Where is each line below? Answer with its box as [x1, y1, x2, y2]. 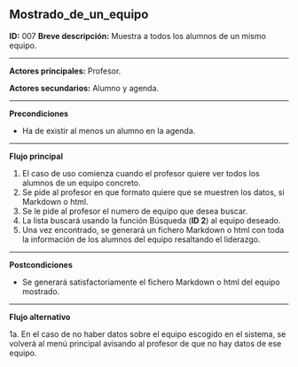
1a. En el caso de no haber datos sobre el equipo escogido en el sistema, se [9, 328, 286, 340]
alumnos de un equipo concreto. [21, 177, 141, 188]
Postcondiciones [9, 259, 74, 269]
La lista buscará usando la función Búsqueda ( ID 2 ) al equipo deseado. [21, 215, 281, 225]
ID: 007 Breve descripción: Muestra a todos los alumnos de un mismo [9, 30, 266, 41]
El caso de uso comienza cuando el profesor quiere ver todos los [21, 168, 260, 178]
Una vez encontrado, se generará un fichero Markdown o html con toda [21, 224, 285, 235]
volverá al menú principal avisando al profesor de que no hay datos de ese [9, 338, 282, 348]
